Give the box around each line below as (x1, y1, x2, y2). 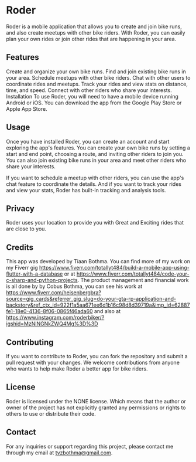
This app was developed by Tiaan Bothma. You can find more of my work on (6, 258, 190, 265)
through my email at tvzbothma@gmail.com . (6, 449, 113, 456)
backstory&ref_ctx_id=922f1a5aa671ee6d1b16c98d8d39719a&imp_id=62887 (6, 301, 190, 308)
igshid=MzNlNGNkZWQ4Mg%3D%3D (6, 320, 98, 327)
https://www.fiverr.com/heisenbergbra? (6, 289, 101, 296)
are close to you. (6, 225, 47, 232)
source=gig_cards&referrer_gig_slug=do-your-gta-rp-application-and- (6, 295, 177, 303)
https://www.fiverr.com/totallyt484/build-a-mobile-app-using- (39, 264, 190, 271)
